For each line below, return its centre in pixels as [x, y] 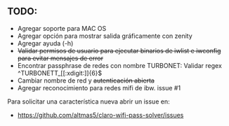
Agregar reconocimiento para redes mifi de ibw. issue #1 [99, 87]
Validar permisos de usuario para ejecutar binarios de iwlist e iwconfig [119, 50]
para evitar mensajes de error [60, 58]
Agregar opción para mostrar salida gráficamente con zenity [105, 36]
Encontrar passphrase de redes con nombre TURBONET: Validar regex [120, 65]
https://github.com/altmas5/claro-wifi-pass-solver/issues [100, 115]
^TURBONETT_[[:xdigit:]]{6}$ [60, 73]
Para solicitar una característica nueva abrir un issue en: [89, 101]
